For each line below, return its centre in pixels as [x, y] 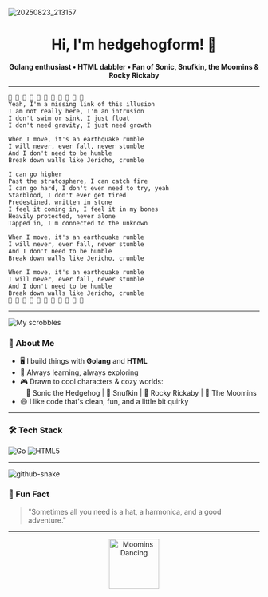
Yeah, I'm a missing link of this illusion [82, 104]
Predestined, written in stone [60, 202]
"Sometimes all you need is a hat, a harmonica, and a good [124, 511]
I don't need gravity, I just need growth [80, 125]
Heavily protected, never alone [62, 216]
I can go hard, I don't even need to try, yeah [89, 188]
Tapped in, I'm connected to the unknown [78, 223]
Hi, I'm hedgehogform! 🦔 [134, 45]
